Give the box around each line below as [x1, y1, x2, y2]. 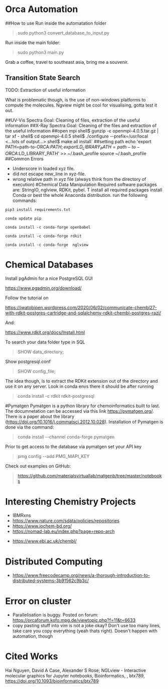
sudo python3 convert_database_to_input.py [17, 30, 109, 36]
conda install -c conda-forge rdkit [5, 234, 82, 239]
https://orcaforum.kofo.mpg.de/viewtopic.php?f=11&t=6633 [12, 617, 136, 623]
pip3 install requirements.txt [5, 207, 71, 212]
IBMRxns [12, 512, 31, 518]
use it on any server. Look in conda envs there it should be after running [5, 383, 154, 390]
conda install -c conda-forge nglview [5, 242, 89, 247]
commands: [12, 197, 37, 203]
